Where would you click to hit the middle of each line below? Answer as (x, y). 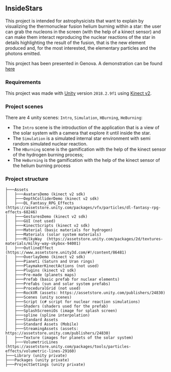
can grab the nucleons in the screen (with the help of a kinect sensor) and (83, 32)
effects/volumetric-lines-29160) (41, 351)
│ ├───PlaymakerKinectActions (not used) (52, 266)
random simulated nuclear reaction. (50, 144)
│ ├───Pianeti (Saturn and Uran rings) (50, 261)
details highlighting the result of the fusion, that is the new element (76, 43)
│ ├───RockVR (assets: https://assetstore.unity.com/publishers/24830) (86, 293)
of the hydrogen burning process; (48, 155)
